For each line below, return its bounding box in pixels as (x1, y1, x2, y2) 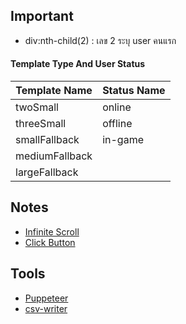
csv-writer (24, 302, 68, 314)
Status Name (102, 84, 166, 98)
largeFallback (15, 165, 79, 179)
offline (102, 117, 133, 131)
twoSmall (15, 100, 59, 114)
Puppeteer (24, 292, 69, 304)
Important (10, 8, 74, 25)
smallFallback (15, 133, 80, 147)
